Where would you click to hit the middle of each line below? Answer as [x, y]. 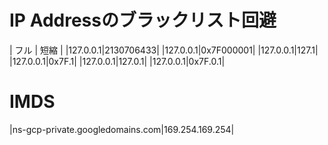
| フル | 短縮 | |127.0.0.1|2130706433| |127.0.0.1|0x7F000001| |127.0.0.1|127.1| [164, 50]
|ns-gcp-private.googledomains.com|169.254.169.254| [122, 129]
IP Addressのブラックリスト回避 [143, 20]
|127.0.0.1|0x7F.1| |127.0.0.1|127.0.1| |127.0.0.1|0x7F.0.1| [117, 61]
